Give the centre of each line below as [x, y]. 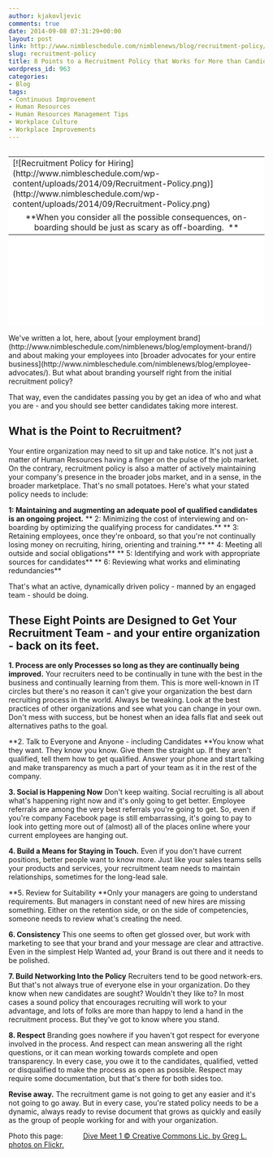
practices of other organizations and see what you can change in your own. [135, 708]
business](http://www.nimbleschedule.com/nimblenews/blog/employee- [130, 364]
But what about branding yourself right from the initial [142, 372]
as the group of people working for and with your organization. [113, 1120]
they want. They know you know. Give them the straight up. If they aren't [130, 751]
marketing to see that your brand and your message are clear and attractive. [136, 943]
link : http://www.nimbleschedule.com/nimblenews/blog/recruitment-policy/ [138, 46]
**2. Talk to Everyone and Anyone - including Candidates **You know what [136, 742]
